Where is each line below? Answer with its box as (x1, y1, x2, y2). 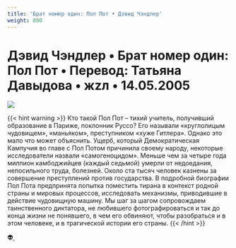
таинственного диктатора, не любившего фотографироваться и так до (7, 204, 220, 213)
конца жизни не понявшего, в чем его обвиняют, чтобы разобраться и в (7, 211, 226, 220)
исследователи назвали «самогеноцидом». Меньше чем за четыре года (7, 151, 227, 160)
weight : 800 (7, 17, 42, 24)
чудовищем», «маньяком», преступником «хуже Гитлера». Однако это (7, 129, 223, 138)
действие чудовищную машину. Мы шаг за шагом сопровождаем (7, 196, 206, 205)
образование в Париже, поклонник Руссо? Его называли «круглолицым (7, 122, 225, 130)
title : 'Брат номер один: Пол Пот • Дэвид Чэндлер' (7, 10, 163, 18)
